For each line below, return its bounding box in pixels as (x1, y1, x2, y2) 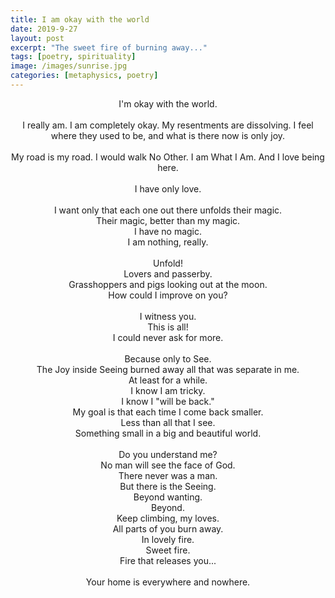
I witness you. (139, 310, 197, 322)
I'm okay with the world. (118, 97, 218, 110)
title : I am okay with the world (10, 14, 150, 25)
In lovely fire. (141, 533, 195, 545)
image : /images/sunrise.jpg (10, 61, 128, 71)
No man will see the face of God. (100, 459, 236, 471)
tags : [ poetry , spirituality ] (10, 52, 137, 62)
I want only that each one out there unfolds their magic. (53, 204, 283, 216)
